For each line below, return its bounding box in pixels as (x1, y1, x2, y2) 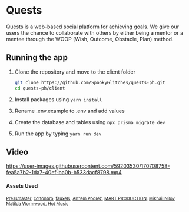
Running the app (6, 52, 68, 62)
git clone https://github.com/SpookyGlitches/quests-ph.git (14, 79, 165, 85)
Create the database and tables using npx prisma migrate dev (14, 118, 165, 125)
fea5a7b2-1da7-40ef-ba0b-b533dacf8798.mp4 (6, 169, 122, 176)
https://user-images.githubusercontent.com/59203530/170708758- (6, 163, 170, 170)
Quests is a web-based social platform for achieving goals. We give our (6, 23, 180, 30)
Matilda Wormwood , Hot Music (6, 201, 69, 207)
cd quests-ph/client (14, 85, 65, 91)
